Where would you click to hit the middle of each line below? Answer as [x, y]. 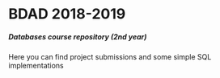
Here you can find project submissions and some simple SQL [110, 57]
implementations [36, 66]
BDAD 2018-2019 [67, 14]
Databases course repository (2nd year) [78, 36]
